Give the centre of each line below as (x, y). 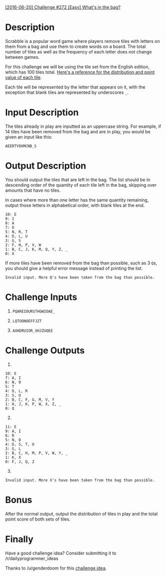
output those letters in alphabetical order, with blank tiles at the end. (75, 205)
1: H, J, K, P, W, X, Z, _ (33, 404)
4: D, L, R (16, 391)
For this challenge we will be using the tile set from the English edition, (78, 66)
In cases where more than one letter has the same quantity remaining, (77, 200)
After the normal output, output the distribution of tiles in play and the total (82, 514)
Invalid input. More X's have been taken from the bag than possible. (80, 480)
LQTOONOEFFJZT (27, 321)
